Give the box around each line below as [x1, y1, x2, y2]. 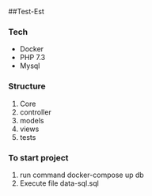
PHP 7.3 [19, 53, 46, 62]
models [19, 115, 44, 125]
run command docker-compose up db [19, 170, 144, 179]
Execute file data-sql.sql [19, 178, 99, 188]
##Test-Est [8, 7, 45, 16]
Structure [8, 81, 46, 92]
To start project [8, 152, 69, 163]
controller [19, 107, 51, 117]
